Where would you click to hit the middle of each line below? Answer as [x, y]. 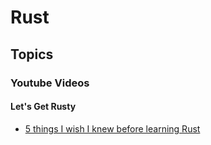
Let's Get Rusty [43, 107]
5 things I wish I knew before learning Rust [112, 128]
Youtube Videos [50, 83]
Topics [32, 54]
